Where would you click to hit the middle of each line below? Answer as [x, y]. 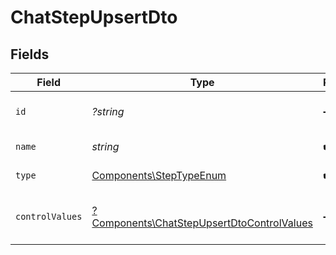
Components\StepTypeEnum [159, 175]
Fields [30, 54]
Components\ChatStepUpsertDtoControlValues [202, 223]
